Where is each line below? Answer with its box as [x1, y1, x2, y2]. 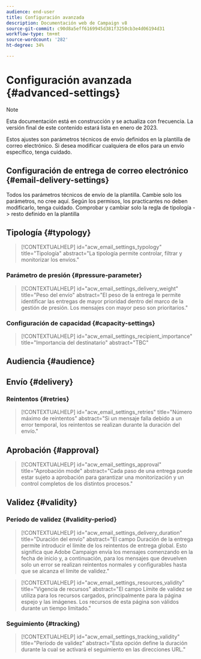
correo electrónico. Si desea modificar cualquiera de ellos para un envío [6, 142, 185, 149]
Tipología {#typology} [6, 227, 91, 238]
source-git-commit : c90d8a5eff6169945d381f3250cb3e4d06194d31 [6, 25, 165, 32]
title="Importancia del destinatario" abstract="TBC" [20, 339, 149, 346]
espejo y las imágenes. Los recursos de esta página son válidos [20, 598, 179, 605]
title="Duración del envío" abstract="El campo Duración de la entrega [20, 535, 194, 543]
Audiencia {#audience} [6, 357, 95, 367]
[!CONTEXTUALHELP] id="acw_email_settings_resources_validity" [20, 579, 185, 586]
